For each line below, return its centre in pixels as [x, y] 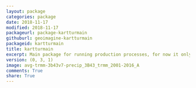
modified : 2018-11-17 [32, 27]
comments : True [24, 71]
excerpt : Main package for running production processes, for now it [92, 54]
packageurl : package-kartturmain [47, 33]
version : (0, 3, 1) [30, 60]
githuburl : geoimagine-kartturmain [49, 38]
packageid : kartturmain [35, 44]
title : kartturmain [30, 49]
